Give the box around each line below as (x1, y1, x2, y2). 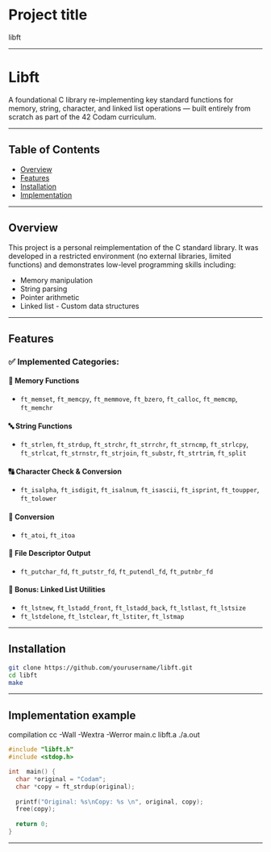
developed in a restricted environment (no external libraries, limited (8, 251, 231, 261)
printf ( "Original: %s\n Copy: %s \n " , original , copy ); (15, 797, 204, 806)
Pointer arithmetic (19, 292, 80, 302)
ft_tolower (19, 495, 57, 503)
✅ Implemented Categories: (8, 356, 119, 367)
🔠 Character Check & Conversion (8, 466, 123, 476)
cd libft (8, 671, 38, 679)
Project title (8, 6, 88, 24)
